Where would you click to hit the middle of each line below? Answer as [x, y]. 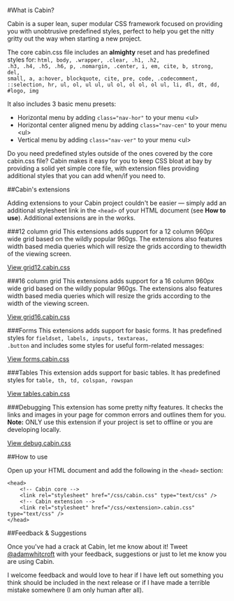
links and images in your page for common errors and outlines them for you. [117, 414]
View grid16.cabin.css [39, 317]
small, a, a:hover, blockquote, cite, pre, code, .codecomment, [103, 79]
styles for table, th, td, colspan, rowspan [70, 380]
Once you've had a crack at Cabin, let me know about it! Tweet [97, 547]
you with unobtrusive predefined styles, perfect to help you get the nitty [111, 31]
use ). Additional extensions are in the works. [72, 218]
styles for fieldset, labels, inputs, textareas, [78, 338]
